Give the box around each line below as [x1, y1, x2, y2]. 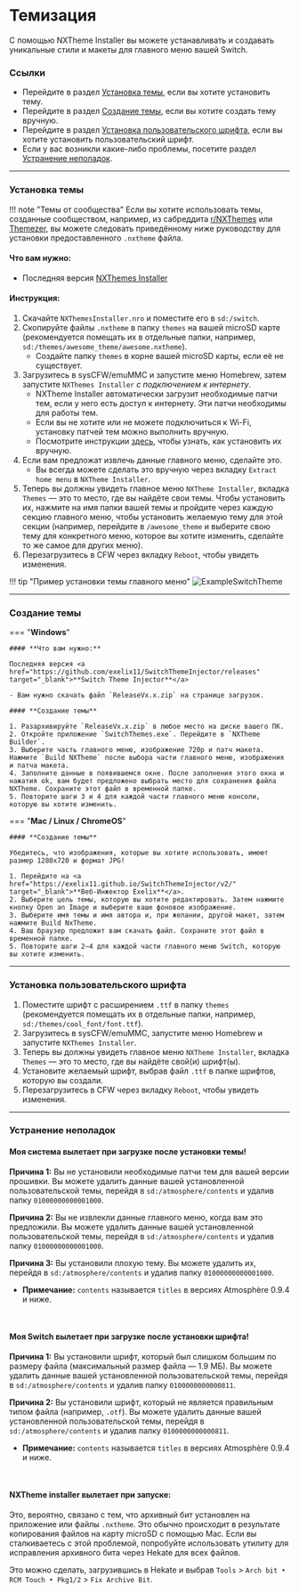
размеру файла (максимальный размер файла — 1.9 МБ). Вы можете [9, 1360, 273, 1371]
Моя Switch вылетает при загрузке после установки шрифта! [9, 1331, 249, 1342]
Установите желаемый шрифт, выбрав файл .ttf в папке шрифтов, [21, 1066, 276, 1076]
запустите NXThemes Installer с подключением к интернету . [21, 379, 252, 389]
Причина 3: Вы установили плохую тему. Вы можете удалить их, [9, 1257, 256, 1268]
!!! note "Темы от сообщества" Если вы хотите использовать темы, [9, 204, 263, 215]
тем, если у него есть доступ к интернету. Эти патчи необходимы [35, 397, 287, 408]
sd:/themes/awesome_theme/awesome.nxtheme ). [21, 340, 188, 352]
